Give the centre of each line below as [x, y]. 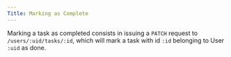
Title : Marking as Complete [48, 13]
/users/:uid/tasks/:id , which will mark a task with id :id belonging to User [116, 40]
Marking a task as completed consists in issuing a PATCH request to [103, 33]
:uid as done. [27, 47]
